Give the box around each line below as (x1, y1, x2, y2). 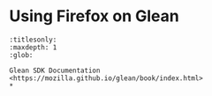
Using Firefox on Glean (9, 6, 179, 26)
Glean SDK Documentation (9, 66, 101, 75)
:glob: (9, 50, 34, 59)
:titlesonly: (9, 35, 57, 44)
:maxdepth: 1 (9, 42, 57, 52)
